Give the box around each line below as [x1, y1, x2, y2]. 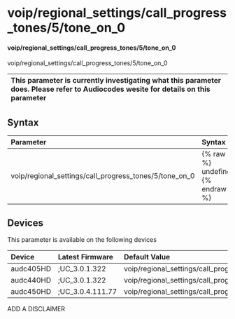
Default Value [123, 252, 170, 262]
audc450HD [10, 287, 51, 297]
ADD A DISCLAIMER [7, 305, 65, 313]
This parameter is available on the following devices [7, 236, 157, 244]
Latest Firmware [57, 252, 114, 262]
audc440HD [10, 276, 51, 285]
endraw [201, 184, 227, 194]
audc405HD [10, 264, 51, 274]
